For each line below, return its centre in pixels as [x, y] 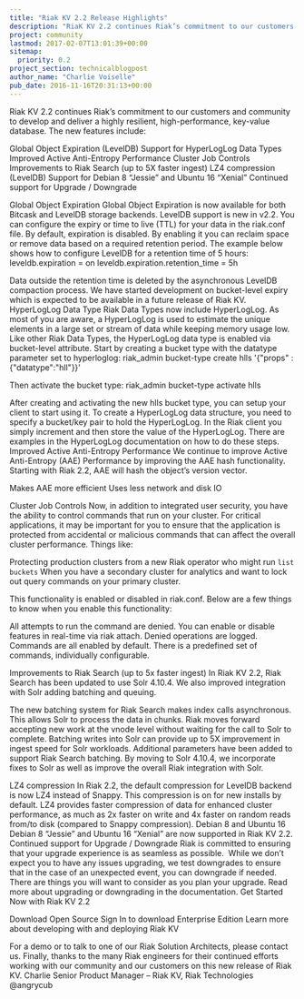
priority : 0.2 [44, 60]
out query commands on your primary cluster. [95, 581]
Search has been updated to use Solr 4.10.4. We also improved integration [147, 682]
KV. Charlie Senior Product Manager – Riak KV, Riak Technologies [132, 975]
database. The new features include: [78, 131]
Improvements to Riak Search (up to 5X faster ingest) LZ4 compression [142, 167]
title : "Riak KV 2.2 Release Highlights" [89, 18]
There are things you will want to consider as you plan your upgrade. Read [148, 882]
